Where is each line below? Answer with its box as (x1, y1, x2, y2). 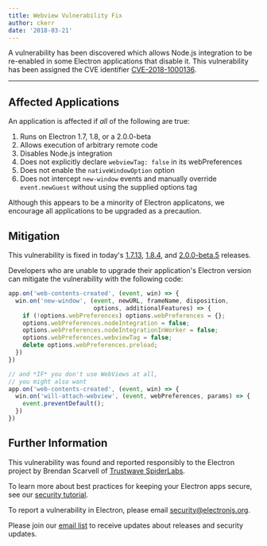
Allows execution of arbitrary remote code (19, 140, 158, 150)
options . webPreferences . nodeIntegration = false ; (22, 319, 191, 327)
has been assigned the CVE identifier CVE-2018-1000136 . (8, 65, 197, 75)
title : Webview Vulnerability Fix (8, 11, 123, 20)
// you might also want (8, 378, 87, 386)
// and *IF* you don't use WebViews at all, (8, 370, 158, 378)
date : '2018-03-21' (8, 26, 73, 34)
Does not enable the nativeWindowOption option (19, 166, 175, 175)
